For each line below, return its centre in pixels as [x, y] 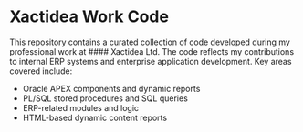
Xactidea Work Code [89, 17]
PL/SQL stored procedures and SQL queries [105, 98]
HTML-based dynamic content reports [94, 117]
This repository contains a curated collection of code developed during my [150, 42]
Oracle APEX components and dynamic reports [111, 88]
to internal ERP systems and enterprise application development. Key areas [151, 61]
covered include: [41, 71]
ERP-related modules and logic [81, 107]
